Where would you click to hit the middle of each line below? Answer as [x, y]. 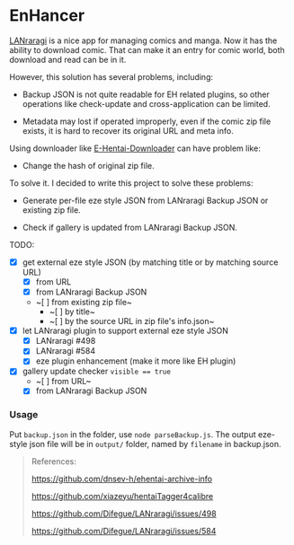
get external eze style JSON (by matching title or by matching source [150, 262]
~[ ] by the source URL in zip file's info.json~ [132, 321]
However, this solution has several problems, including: [111, 76]
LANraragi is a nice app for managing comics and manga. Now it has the [143, 40]
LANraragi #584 [66, 351]
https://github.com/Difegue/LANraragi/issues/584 [124, 531]
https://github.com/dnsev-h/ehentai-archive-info [122, 479]
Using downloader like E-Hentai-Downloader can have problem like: [135, 148]
